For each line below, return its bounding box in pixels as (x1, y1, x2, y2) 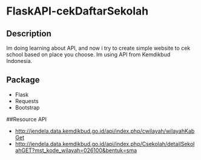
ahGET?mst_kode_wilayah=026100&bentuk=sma (15, 147, 137, 154)
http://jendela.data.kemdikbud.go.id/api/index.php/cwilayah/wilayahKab (15, 127, 195, 135)
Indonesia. (6, 58, 33, 64)
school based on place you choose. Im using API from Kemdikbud (6, 51, 171, 58)
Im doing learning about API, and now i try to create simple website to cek (6, 44, 191, 52)
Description (6, 28, 51, 39)
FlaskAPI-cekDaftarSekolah (6, 4, 149, 18)
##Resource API (6, 115, 47, 122)
